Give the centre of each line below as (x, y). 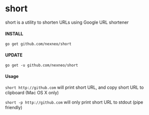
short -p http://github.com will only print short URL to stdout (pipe (74, 102)
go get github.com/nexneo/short (38, 44)
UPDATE (14, 55)
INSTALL (14, 34)
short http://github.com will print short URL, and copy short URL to (74, 87)
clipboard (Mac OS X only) (32, 92)
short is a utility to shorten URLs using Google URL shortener (67, 22)
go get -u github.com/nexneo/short (42, 65)
